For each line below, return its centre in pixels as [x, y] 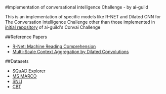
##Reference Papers [26, 37]
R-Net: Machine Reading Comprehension [54, 46]
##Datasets [17, 61]
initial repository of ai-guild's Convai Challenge [53, 27]
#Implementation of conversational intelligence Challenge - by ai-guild [77, 7]
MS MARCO [24, 76]
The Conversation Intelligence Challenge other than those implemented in [80, 22]
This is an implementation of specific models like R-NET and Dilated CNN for [83, 17]
